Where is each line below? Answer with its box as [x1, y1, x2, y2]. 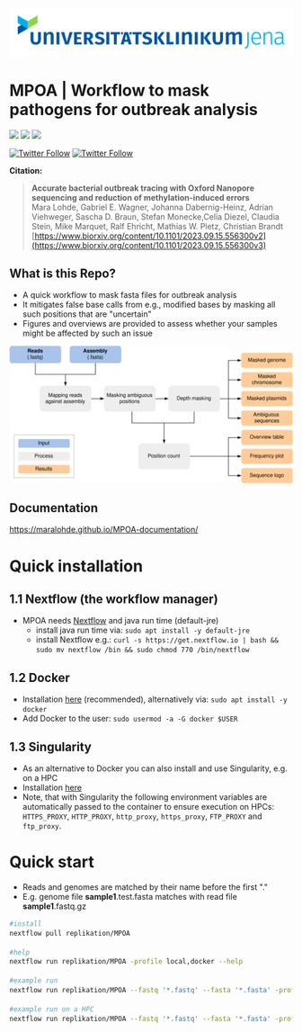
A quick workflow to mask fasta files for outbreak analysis [22, 290, 237, 301]
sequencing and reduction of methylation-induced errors [31, 192, 250, 202]
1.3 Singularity [9, 739, 92, 754]
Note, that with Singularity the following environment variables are [22, 792, 268, 803]
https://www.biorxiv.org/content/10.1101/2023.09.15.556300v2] [34, 230, 267, 241]
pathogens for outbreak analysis [9, 99, 258, 120]
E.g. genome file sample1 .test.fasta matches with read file [22, 891, 238, 902]
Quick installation [9, 556, 144, 576]
